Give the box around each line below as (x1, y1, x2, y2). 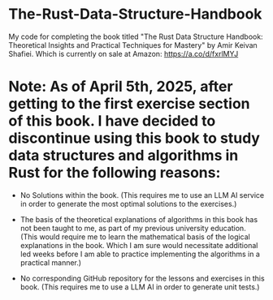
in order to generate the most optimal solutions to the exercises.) (19, 199, 237, 208)
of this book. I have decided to (8, 112, 216, 131)
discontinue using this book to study (8, 129, 260, 148)
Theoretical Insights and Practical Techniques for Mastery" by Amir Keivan (8, 40, 258, 49)
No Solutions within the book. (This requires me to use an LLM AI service (19, 190, 265, 199)
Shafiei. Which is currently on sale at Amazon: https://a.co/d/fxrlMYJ (8, 49, 239, 58)
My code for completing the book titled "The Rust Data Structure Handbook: (8, 32, 263, 41)
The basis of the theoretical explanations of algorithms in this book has (19, 214, 258, 224)
